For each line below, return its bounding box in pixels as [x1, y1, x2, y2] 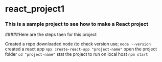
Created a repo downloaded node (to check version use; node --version [5, 41, 151, 47]
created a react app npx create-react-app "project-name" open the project [5, 46, 157, 52]
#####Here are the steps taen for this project [5, 31, 97, 37]
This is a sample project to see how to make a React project [5, 21, 148, 28]
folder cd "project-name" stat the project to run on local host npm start [5, 51, 148, 57]
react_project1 [5, 3, 65, 15]
